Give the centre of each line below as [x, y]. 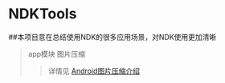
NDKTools [43, 14]
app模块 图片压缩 [57, 53]
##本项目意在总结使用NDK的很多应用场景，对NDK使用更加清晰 [112, 37]
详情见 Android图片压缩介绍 [94, 71]
